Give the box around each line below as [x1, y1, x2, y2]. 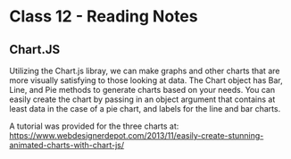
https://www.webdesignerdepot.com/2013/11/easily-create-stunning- [9, 130, 264, 140]
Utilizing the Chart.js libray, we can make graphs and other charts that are [9, 65, 280, 76]
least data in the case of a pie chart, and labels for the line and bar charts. [9, 104, 281, 113]
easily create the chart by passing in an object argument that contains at [9, 94, 276, 105]
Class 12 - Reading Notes [9, 6, 198, 27]
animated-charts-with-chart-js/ [9, 140, 125, 150]
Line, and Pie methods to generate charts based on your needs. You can [9, 85, 275, 95]
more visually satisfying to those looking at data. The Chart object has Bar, [9, 75, 283, 86]
